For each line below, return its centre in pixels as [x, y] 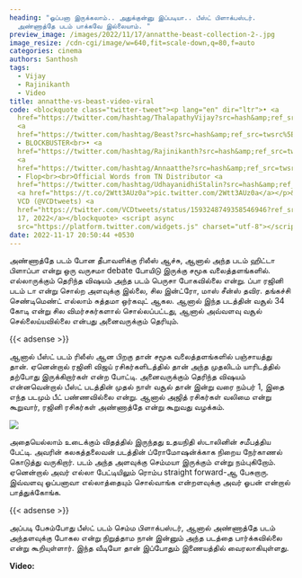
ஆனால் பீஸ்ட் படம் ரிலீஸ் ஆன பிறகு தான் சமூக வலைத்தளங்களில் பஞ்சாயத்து [141, 357]
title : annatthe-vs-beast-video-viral [82, 101]
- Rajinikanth [44, 84]
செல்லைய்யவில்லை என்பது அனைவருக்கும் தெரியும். [94, 321]
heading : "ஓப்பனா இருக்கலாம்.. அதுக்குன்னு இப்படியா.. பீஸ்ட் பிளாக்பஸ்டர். [133, 18]
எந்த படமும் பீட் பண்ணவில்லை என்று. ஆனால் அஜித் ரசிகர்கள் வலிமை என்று [140, 397]
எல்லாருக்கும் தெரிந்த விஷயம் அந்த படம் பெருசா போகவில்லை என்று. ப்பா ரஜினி [147, 280]
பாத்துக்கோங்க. [35, 493]
